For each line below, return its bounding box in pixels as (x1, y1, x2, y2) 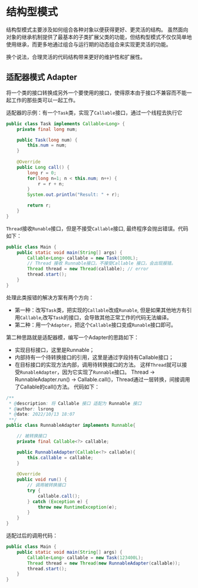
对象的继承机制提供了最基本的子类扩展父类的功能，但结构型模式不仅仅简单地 (6, 33, 192, 40)
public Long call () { (16, 164, 70, 170)
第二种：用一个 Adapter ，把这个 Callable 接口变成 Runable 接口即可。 (14, 321, 177, 328)
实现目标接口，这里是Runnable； (14, 346, 95, 353)
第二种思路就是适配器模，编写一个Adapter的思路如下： (6, 334, 140, 341)
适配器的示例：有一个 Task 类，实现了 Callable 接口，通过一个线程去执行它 (6, 109, 183, 116)
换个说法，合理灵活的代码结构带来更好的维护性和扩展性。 (6, 53, 146, 60)
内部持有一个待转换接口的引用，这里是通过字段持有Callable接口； (14, 354, 174, 361)
